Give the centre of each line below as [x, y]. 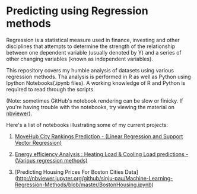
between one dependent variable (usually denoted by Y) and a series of [94, 52]
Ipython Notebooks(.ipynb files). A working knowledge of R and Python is [96, 83]
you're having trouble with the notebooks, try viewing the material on [90, 107]
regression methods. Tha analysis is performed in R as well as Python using [99, 77]
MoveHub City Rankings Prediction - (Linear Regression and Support [99, 136]
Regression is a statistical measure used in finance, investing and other [93, 40]
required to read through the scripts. [50, 89]
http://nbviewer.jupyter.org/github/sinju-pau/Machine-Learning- [95, 178]
